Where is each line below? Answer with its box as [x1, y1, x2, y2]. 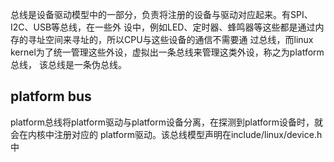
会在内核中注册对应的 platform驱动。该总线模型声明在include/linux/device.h [10, 128, 323, 140]
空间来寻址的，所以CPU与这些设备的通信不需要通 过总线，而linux [44, 34, 314, 45]
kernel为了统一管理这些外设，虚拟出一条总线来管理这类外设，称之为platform [10, 46, 325, 58]
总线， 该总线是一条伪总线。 [10, 59, 127, 70]
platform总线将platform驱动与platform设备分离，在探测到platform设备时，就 [10, 116, 323, 128]
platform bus [10, 88, 92, 105]
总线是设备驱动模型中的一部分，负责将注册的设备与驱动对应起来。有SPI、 [10, 9, 313, 20]
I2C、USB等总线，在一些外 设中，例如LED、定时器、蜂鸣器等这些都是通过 [10, 21, 316, 33]
